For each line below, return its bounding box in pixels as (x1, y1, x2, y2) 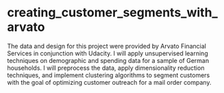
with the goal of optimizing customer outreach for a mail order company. (7, 78, 212, 86)
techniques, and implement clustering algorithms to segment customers (7, 70, 210, 79)
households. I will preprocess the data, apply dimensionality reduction (7, 64, 205, 72)
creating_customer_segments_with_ (7, 5, 218, 21)
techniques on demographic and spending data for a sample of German (7, 56, 210, 64)
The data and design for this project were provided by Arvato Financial (7, 42, 207, 50)
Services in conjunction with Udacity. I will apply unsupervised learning (7, 49, 208, 57)
